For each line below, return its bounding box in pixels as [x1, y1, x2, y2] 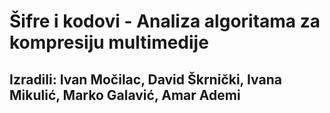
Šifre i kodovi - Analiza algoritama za [9, 10, 321, 33]
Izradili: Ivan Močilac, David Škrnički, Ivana [9, 71, 282, 88]
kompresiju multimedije [9, 31, 209, 54]
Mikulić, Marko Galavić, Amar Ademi [9, 86, 241, 104]
